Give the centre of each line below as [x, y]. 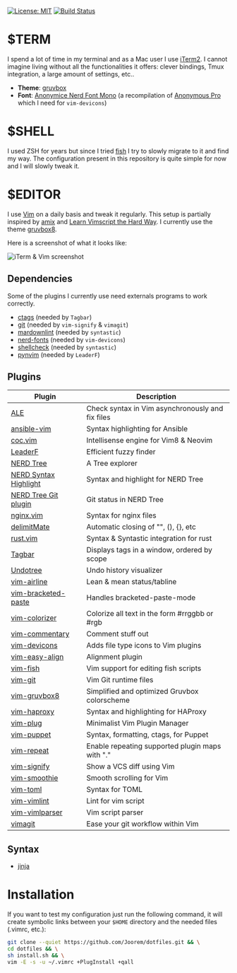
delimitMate [30, 527]
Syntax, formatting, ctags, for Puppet [147, 735]
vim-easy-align [37, 657]
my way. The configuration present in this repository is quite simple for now [117, 158]
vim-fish [25, 668]
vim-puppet [31, 735]
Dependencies [40, 279]
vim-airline [29, 582]
